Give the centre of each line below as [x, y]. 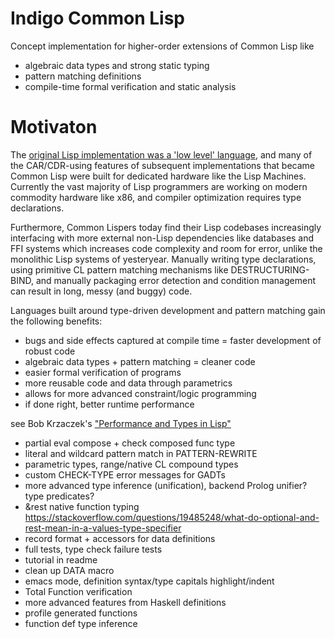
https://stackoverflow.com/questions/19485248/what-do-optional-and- [172, 517]
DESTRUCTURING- [270, 269]
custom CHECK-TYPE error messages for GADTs [125, 474]
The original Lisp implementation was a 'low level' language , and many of [161, 154]
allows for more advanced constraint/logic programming [140, 393]
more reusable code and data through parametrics [128, 383]
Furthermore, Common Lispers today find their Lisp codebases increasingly [166, 227]
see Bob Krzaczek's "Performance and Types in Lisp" [121, 423]
